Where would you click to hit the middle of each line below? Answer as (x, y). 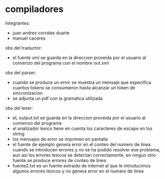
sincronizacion (27, 93)
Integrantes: (17, 23)
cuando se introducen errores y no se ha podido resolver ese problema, (86, 149)
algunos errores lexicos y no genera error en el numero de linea (78, 171)
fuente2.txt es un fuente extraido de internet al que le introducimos (81, 165)
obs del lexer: (19, 108)
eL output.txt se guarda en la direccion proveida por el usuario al (79, 118)
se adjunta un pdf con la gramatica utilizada (57, 98)
